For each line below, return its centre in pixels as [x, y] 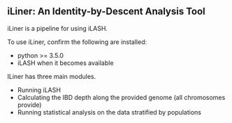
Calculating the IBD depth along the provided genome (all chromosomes [121, 97]
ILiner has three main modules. [52, 76]
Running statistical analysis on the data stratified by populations [109, 112]
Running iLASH [39, 89]
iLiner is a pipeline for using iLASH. [58, 28]
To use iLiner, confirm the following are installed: [77, 42]
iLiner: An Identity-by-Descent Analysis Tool [107, 12]
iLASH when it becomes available [65, 63]
